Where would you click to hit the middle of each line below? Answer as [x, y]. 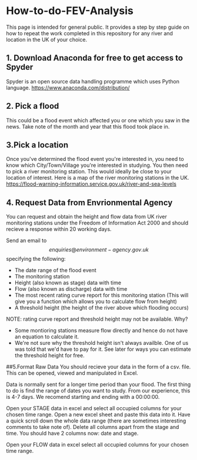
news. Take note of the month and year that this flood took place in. [88, 126]
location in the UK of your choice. [46, 39]
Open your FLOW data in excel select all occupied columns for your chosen [98, 445]
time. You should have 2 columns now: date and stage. [72, 434]
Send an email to [26, 241]
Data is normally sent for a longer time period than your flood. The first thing [98, 385]
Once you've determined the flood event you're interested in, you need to [95, 159]
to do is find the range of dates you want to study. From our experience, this [98, 391]
